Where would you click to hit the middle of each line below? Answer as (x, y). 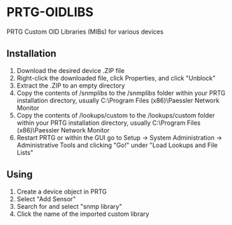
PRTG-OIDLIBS (50, 12)
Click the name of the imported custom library (83, 214)
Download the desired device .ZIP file (71, 70)
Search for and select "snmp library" (70, 206)
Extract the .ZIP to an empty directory (71, 86)
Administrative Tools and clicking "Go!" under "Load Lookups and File (117, 145)
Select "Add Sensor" (46, 199)
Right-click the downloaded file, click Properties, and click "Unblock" (116, 78)
